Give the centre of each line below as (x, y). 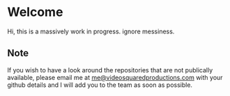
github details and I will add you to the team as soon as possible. (100, 85)
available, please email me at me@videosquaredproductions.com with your (115, 77)
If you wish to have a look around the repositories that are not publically (110, 70)
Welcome (35, 12)
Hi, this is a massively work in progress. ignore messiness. (91, 31)
